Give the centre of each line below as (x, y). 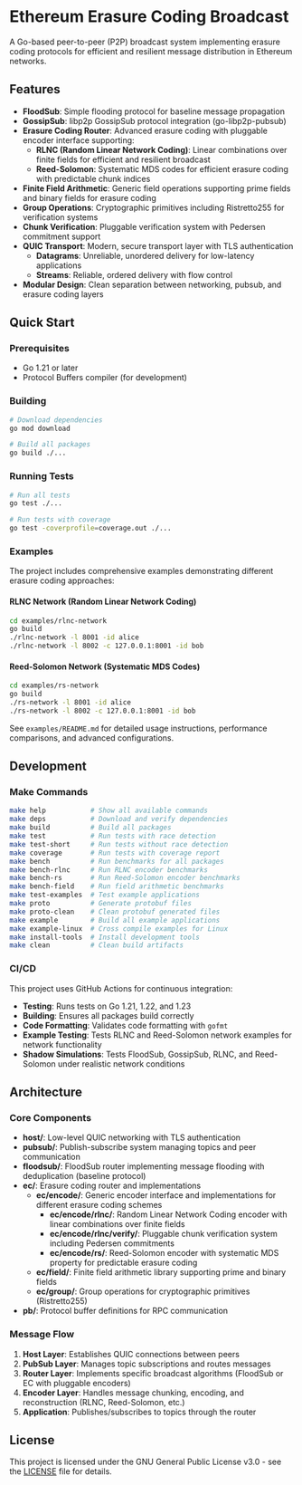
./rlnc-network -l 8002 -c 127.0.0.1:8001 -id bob (107, 646)
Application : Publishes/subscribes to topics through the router (139, 1412)
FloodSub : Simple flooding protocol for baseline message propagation (153, 111)
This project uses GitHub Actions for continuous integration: (121, 988)
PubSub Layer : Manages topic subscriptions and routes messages (146, 1364)
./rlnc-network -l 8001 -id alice (75, 637)
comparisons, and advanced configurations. (92, 738)
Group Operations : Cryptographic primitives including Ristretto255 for (153, 207)
